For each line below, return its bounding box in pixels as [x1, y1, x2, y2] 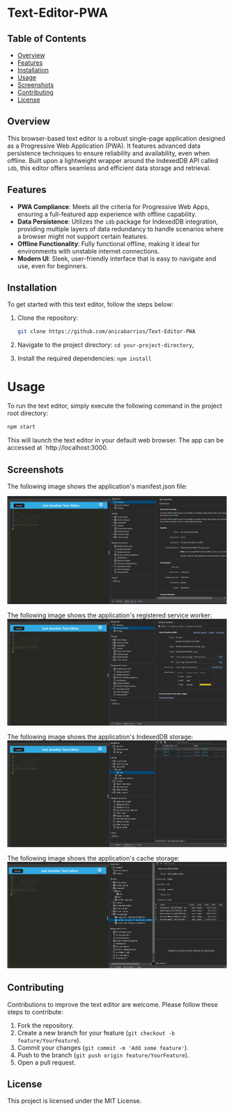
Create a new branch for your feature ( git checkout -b [17, 1028, 175, 1037]
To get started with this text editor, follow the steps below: [7, 300, 174, 309]
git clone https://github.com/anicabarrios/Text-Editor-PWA [17, 328, 196, 335]
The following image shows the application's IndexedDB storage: [7, 732, 194, 741]
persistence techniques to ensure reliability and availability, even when [7, 148, 210, 157]
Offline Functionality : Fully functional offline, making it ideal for [17, 239, 200, 248]
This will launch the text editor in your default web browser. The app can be [7, 436, 224, 445]
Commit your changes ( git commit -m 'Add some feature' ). [17, 1043, 189, 1051]
